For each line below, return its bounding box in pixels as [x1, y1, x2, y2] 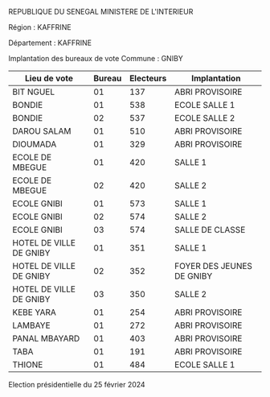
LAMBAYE [12, 320, 51, 331]
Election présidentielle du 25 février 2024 [8, 380, 146, 389]
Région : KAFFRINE [8, 23, 72, 31]
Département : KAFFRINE [8, 38, 92, 48]
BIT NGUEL [12, 86, 55, 97]
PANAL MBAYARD [12, 333, 80, 344]
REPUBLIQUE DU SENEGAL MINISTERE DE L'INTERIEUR [8, 7, 194, 16]
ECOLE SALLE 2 [174, 113, 235, 123]
